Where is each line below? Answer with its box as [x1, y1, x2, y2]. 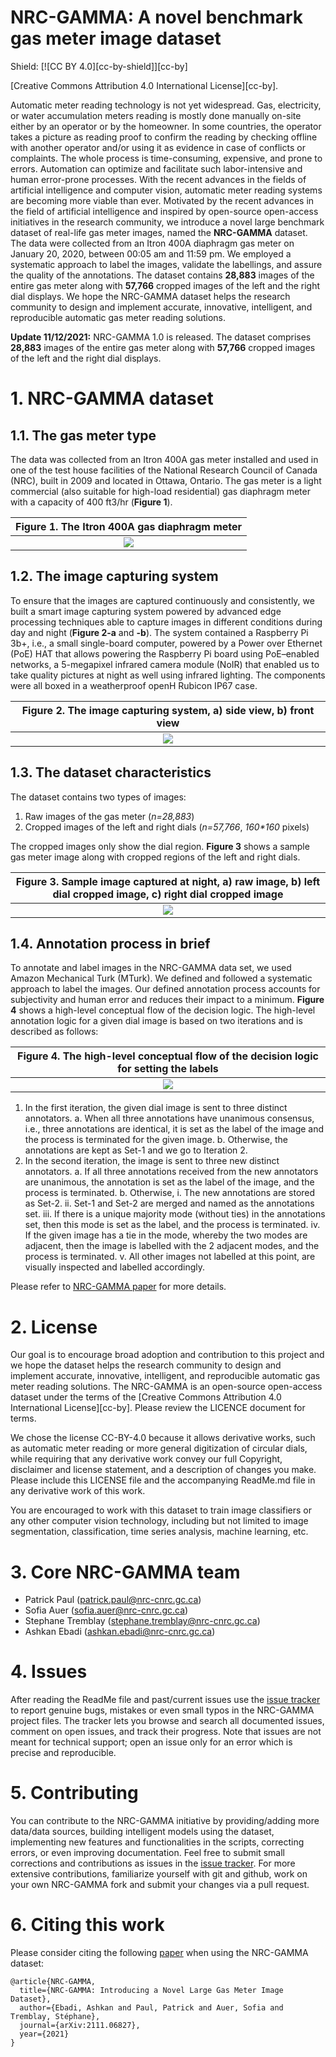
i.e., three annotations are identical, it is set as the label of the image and [24, 1123, 325, 1135]
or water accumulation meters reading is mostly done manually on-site [10, 109, 302, 121]
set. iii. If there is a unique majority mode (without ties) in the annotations [24, 1208, 326, 1220]
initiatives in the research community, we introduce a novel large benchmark [10, 216, 325, 228]
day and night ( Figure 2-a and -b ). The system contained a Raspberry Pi [10, 626, 309, 638]
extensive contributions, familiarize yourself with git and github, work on [10, 1868, 308, 1880]
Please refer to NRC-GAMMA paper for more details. [10, 1281, 227, 1293]
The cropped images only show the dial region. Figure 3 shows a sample [10, 840, 310, 852]
